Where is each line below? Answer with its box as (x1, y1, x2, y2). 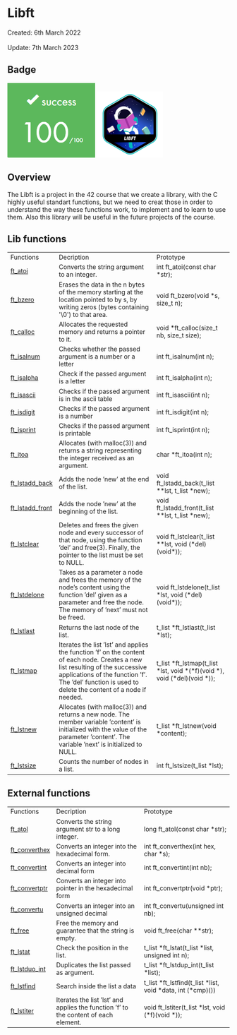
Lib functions (7, 233, 67, 245)
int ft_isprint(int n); (156, 425, 210, 433)
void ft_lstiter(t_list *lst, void (143, 1003, 226, 1011)
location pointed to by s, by (59, 295, 138, 304)
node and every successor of (59, 528, 144, 537)
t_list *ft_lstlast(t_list (156, 623, 216, 631)
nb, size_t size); (156, 331, 202, 340)
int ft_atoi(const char (156, 263, 217, 271)
